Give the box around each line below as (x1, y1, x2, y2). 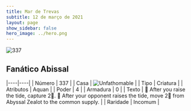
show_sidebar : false (6, 25, 57, 31)
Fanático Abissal (6, 64, 69, 74)
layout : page (6, 19, 38, 25)
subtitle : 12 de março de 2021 (6, 14, 83, 20)
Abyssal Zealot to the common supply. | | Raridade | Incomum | (6, 98, 160, 105)
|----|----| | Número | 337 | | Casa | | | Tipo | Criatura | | (6, 79, 183, 86)
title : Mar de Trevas (6, 8, 60, 15)
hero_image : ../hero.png (6, 31, 67, 37)
